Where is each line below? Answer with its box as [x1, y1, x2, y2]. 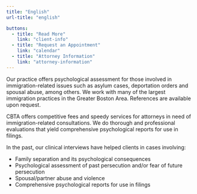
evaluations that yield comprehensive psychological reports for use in [6, 125, 178, 133]
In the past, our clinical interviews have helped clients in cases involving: [6, 143, 186, 151]
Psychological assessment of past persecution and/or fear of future [14, 161, 183, 169]
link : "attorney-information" [17, 58, 93, 65]
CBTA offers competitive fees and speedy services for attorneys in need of [6, 113, 191, 120]
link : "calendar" [17, 48, 61, 54]
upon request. [6, 101, 41, 108]
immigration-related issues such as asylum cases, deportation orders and [6, 82, 189, 89]
